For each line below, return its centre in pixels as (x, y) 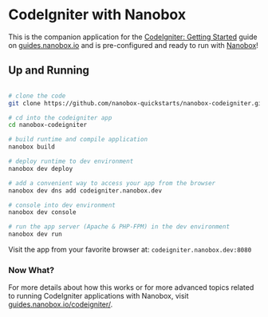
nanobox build (32, 147)
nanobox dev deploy (41, 168)
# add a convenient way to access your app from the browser (112, 183)
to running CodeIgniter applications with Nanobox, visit (99, 296)
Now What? (31, 270)
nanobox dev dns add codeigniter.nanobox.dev (85, 190)
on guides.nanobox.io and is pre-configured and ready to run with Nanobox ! (134, 45)
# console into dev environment (62, 205)
